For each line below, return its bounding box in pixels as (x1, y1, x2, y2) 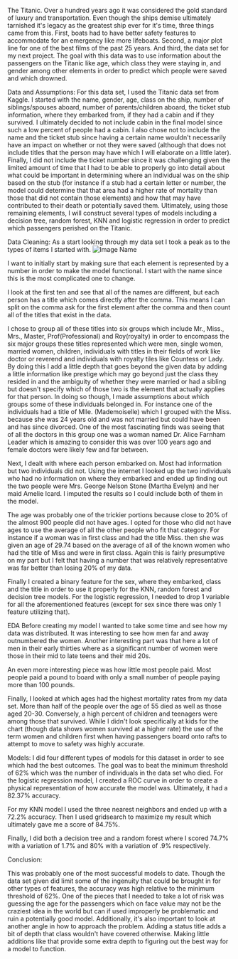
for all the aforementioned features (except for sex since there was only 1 (7, 600, 222, 608)
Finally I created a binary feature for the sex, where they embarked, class (7, 578, 222, 586)
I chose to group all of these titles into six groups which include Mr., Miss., (7, 324, 225, 333)
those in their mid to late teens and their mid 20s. (7, 652, 151, 660)
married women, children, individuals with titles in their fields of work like (7, 347, 221, 355)
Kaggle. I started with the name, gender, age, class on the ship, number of (7, 95, 225, 104)
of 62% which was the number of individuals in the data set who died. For (7, 768, 224, 777)
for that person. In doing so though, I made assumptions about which (7, 393, 210, 401)
